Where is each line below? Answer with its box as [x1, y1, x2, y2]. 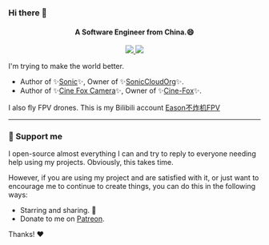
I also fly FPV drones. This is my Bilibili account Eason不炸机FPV [8, 103, 220, 113]
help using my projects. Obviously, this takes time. [8, 158, 174, 167]
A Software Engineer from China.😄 [74, 27, 195, 37]
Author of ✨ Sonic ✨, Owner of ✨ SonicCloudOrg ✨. [19, 77, 184, 86]
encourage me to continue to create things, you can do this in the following [8, 182, 256, 191]
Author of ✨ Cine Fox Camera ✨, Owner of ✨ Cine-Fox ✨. [19, 86, 203, 95]
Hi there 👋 [8, 7, 48, 18]
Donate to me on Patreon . [19, 214, 106, 223]
